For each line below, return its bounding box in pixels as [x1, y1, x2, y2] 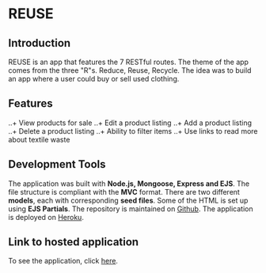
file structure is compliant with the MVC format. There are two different [8, 187, 240, 196]
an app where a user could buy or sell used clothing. [8, 74, 180, 83]
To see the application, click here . [8, 256, 119, 266]
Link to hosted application [8, 235, 139, 249]
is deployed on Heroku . [8, 212, 85, 222]
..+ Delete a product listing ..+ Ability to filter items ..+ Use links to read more [8, 126, 258, 135]
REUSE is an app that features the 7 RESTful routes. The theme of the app [8, 57, 249, 66]
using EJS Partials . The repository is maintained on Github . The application [8, 203, 253, 214]
